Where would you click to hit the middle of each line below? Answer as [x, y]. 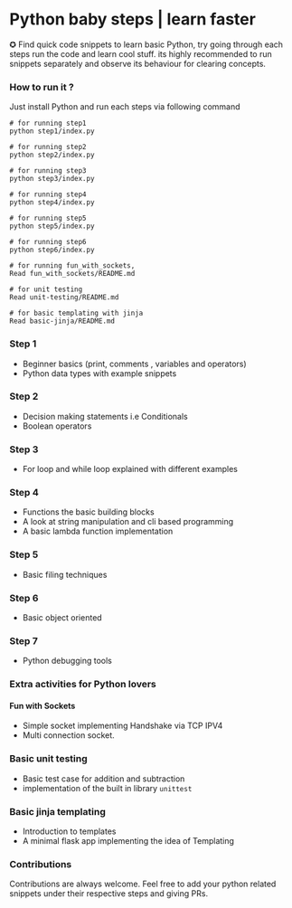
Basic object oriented [62, 618]
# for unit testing [46, 289]
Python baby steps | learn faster [132, 19]
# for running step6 [48, 242]
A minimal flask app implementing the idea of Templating [128, 841]
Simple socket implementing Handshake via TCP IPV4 [122, 726]
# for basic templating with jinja [76, 313]
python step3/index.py [52, 179]
